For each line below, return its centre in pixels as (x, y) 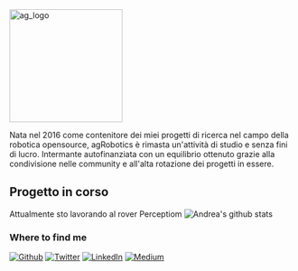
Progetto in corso (59, 192)
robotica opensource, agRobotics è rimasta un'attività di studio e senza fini (149, 145)
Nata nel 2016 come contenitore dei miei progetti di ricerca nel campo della (149, 135)
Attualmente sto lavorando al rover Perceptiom (96, 214)
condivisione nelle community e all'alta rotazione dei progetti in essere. (142, 164)
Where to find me (48, 237)
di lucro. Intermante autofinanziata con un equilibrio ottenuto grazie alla (142, 154)
